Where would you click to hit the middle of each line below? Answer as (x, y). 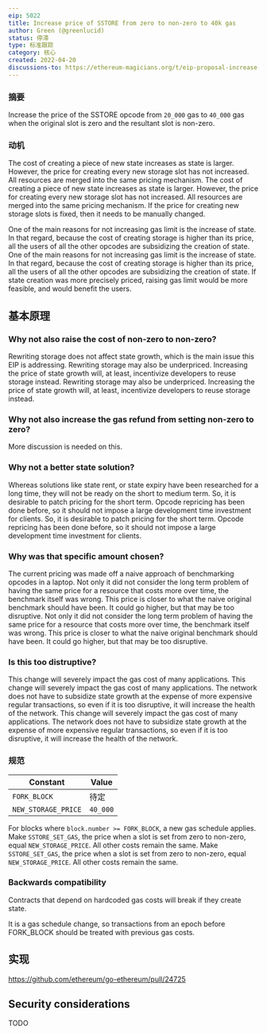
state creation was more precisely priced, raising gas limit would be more (128, 281)
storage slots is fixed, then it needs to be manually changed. (107, 214)
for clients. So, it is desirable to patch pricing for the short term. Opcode (126, 518)
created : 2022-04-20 (43, 61)
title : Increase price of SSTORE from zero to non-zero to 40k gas (122, 23)
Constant (47, 782)
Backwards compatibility (58, 883)
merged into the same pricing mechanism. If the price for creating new (124, 206)
